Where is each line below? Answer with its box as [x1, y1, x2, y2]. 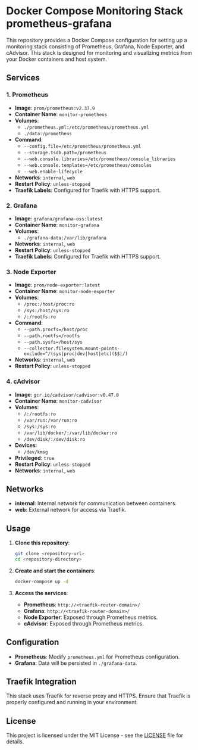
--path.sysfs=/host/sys [23, 340, 83, 346]
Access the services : [14, 589, 68, 596]
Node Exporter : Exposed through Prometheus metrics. [23, 614, 158, 621]
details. [6, 738, 24, 745]
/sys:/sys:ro [23, 424, 56, 430]
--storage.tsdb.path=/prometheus [23, 150, 107, 155]
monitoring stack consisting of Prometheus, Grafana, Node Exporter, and [6, 43, 185, 50]
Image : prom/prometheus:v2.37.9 [14, 104, 95, 111]
